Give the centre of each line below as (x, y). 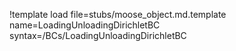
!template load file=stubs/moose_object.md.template (118, 14)
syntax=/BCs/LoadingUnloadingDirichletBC (98, 35)
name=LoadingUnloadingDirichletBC (85, 25)
